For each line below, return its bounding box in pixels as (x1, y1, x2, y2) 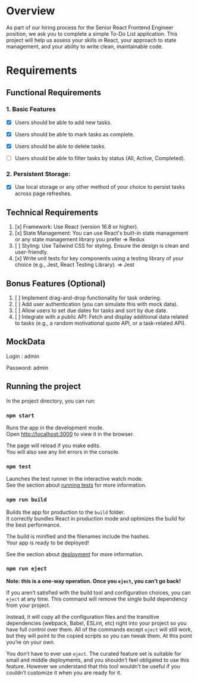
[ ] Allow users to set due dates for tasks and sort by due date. (14, 307, 168, 314)
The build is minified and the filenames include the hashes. (6, 532, 150, 540)
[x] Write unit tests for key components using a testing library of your (14, 255, 184, 262)
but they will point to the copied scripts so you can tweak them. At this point (6, 632, 192, 639)
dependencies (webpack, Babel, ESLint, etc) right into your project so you (6, 619, 187, 627)
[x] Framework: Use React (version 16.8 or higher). (14, 223, 139, 231)
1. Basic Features (6, 105, 56, 114)
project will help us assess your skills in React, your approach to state (6, 36, 177, 43)
